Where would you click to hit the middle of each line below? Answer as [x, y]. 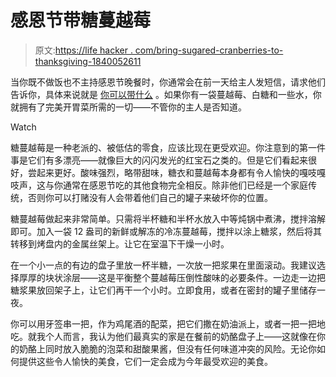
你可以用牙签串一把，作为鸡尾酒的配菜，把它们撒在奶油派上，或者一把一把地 [168, 323]
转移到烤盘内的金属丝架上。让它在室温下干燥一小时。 [120, 243]
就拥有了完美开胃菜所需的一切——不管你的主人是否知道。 [128, 107]
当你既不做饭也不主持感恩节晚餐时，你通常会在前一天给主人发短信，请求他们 [168, 82]
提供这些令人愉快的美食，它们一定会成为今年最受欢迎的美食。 [145, 361]
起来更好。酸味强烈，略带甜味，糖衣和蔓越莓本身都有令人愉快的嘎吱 [176, 172]
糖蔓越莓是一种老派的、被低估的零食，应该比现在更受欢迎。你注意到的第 [159, 147]
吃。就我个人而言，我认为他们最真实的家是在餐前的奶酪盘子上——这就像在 [163, 336]
